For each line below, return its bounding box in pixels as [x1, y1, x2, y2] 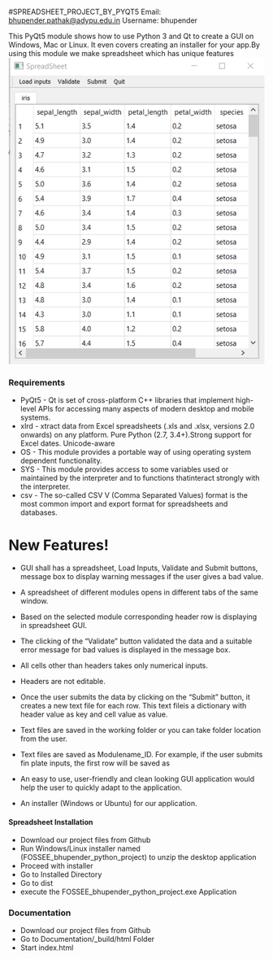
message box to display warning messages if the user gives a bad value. [19, 571, 264, 581]
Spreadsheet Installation [8, 817, 93, 826]
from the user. [19, 734, 67, 743]
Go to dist [19, 878, 54, 888]
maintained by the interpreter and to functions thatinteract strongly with [19, 473, 260, 482]
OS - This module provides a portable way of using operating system [19, 447, 252, 456]
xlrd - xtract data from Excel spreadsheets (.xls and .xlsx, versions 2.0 [19, 421, 255, 430]
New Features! [8, 536, 110, 555]
